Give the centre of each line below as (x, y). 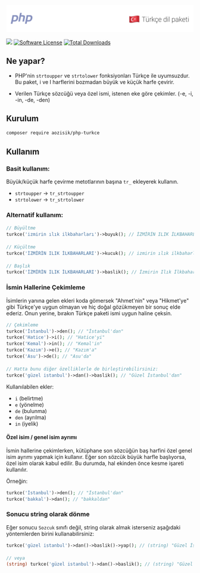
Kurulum (23, 118)
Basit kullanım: (28, 168)
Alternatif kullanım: (35, 215)
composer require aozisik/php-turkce (53, 133)
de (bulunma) (31, 411)
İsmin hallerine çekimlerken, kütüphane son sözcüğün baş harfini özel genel (99, 450)
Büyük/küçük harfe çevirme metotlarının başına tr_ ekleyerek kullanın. (92, 182)
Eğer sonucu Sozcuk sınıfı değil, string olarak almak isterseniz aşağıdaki (93, 527)
